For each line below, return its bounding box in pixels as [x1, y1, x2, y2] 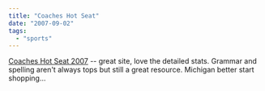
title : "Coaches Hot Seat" [8, 11, 100, 20]
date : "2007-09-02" [8, 19, 75, 27]
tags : [8, 27, 27, 35]
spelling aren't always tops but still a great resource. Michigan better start [8, 65, 254, 75]
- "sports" [15, 34, 53, 43]
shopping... [8, 73, 46, 83]
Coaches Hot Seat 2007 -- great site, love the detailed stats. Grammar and [8, 56, 258, 66]
